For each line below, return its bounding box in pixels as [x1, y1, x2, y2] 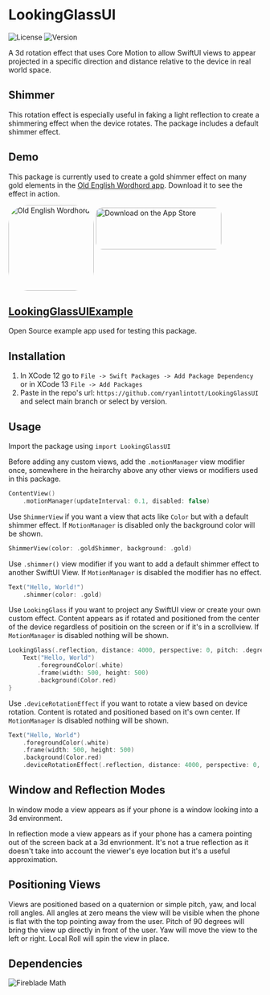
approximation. [8, 854, 58, 864]
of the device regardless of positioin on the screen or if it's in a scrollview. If [8, 622, 260, 632]
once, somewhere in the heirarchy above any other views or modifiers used [8, 466, 259, 475]
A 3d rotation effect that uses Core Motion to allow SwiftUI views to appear [8, 48, 256, 57]
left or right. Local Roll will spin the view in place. [8, 933, 170, 943]
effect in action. [8, 189, 60, 198]
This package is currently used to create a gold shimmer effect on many [8, 172, 247, 181]
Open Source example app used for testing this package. [8, 326, 198, 336]
